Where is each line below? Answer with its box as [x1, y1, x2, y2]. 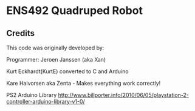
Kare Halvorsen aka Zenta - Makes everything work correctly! [6, 80, 161, 87]
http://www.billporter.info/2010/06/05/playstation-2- [58, 91, 190, 98]
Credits [6, 28, 35, 38]
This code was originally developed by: [6, 44, 104, 51]
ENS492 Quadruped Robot [6, 4, 143, 18]
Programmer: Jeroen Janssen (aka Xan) [6, 56, 106, 63]
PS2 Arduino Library [6, 91, 57, 98]
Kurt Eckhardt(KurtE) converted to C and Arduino [6, 68, 129, 75]
